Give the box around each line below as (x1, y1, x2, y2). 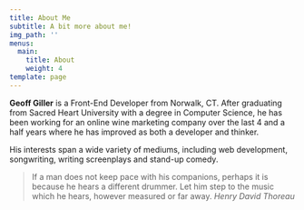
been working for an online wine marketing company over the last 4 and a (9, 116, 286, 127)
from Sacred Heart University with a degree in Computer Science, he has (9, 106, 283, 118)
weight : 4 (25, 65, 64, 74)
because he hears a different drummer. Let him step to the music (31, 181, 275, 192)
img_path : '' (9, 30, 59, 39)
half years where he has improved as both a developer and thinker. (9, 126, 260, 137)
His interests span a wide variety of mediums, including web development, (9, 144, 289, 155)
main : (17, 47, 39, 56)
